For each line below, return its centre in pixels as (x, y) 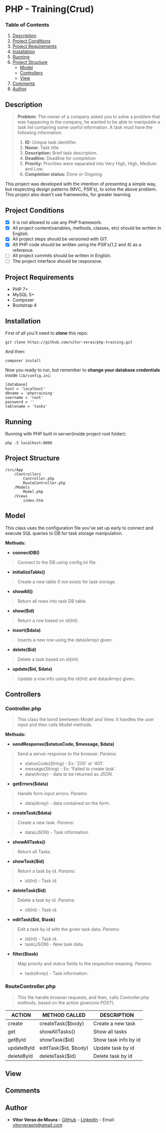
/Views (21, 496)
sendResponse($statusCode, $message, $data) (63, 744)
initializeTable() (29, 572)
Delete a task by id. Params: (46, 900)
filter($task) (25, 954)
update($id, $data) (32, 669)
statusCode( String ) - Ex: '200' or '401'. (65, 764)
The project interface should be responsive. (57, 261)
